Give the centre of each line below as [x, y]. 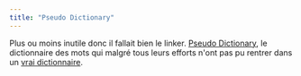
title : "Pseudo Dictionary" [62, 17]
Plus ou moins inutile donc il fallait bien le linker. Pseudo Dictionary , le [138, 43]
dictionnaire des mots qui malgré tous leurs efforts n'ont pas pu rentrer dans [151, 52]
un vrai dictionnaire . [46, 62]
